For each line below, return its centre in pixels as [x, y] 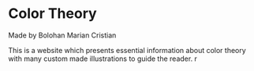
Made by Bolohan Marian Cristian [62, 35]
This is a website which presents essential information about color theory [127, 50]
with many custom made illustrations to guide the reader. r [103, 59]
